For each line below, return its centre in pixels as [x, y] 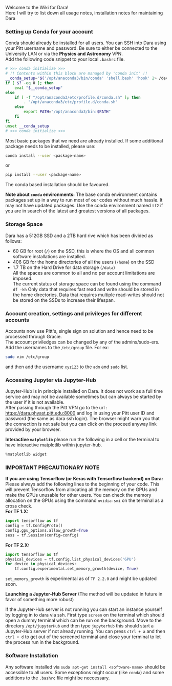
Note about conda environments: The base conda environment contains [81, 194]
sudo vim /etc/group [27, 357]
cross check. [19, 506]
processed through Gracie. [34, 336]
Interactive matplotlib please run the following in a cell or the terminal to [82, 440]
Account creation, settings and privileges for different [74, 313]
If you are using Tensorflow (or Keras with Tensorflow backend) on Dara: [84, 479]
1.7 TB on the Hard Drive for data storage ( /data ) [64, 267]
